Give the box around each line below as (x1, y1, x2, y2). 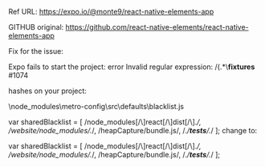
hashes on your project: (8, 86, 87, 96)
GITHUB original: (8, 22, 64, 31)
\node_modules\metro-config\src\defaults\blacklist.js (8, 102, 185, 111)
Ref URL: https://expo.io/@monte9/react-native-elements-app (8, 7, 214, 16)
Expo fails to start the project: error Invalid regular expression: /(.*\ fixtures (8, 62, 255, 71)
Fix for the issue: (8, 47, 64, 55)
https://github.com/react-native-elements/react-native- (65, 22, 249, 31)
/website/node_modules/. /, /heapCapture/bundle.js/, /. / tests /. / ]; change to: (8, 126, 258, 135)
